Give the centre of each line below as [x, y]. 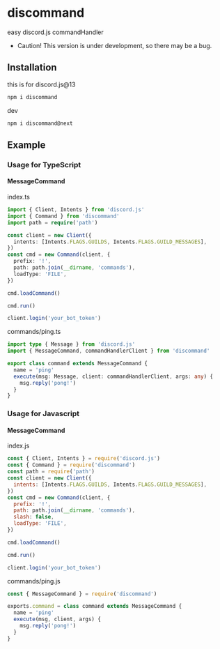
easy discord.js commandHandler [56, 32]
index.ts [18, 197]
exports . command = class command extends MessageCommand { [95, 606]
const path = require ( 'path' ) [51, 472]
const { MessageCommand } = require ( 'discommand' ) [82, 594]
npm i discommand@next [40, 123]
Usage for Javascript [44, 414]
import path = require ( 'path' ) [53, 222]
